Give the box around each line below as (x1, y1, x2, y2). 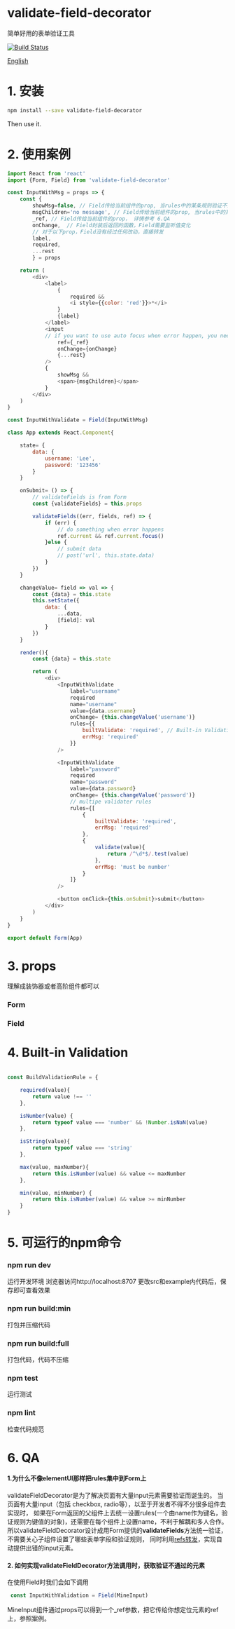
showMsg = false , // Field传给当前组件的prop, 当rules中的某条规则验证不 (32, 202, 227, 210)
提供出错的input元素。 (13, 1544, 78, 1553)
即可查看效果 (13, 1285, 50, 1295)
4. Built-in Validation (7, 1045, 129, 1060)
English (7, 56, 29, 65)
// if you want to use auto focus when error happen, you (44, 332, 218, 339)
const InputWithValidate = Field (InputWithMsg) (7, 417, 149, 424)
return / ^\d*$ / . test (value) (107, 850, 190, 857)
